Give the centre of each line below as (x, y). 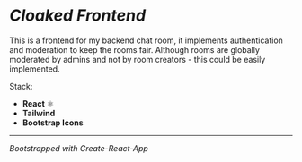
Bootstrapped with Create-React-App (79, 148)
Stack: (21, 86)
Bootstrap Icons (53, 123)
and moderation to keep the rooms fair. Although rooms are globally (135, 49)
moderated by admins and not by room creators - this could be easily (138, 59)
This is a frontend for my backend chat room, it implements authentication (146, 40)
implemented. (35, 69)
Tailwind (39, 113)
